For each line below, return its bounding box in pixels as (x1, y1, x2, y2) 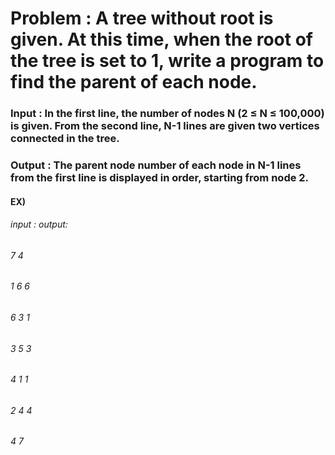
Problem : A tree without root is (10, 7, 274, 30)
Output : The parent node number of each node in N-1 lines (10, 158, 302, 172)
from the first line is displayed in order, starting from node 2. (10, 171, 310, 185)
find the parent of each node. (10, 71, 258, 94)
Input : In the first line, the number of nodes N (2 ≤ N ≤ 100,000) (10, 107, 325, 121)
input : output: (10, 218, 68, 231)
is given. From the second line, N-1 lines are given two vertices (10, 119, 320, 133)
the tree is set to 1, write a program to (10, 50, 325, 72)
